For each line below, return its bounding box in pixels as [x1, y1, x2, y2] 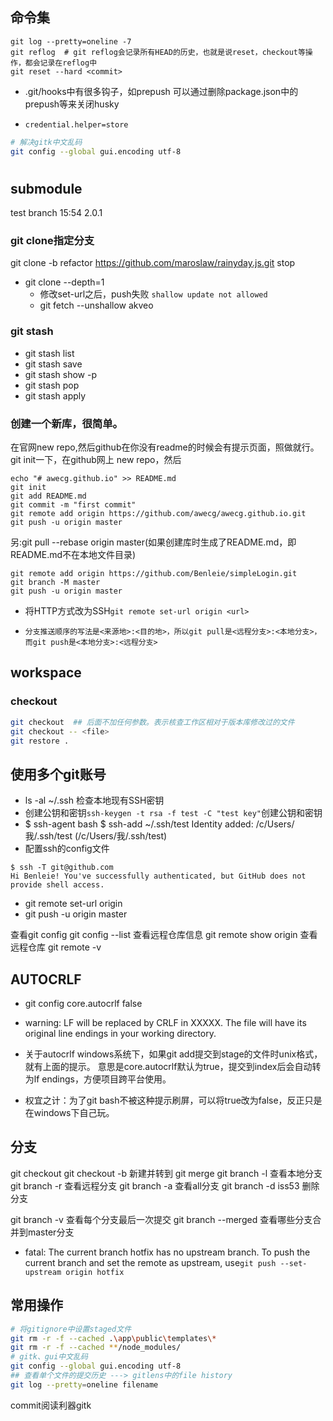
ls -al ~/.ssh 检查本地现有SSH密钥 [24, 794, 165, 807]
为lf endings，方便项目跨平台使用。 [24, 1073, 172, 1085]
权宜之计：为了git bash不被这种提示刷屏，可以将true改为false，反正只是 [24, 1094, 323, 1106]
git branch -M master [10, 578, 101, 588]
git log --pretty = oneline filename [10, 1379, 159, 1390]
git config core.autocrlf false [24, 998, 143, 1009]
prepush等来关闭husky [24, 98, 120, 110]
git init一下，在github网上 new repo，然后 [10, 454, 182, 466]
